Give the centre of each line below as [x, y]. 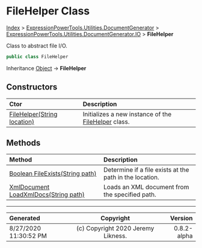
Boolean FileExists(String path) [53, 174]
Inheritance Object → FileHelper [46, 68]
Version [181, 219]
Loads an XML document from [146, 187]
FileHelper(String [33, 114]
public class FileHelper [37, 56]
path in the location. [131, 177]
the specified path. [130, 195]
